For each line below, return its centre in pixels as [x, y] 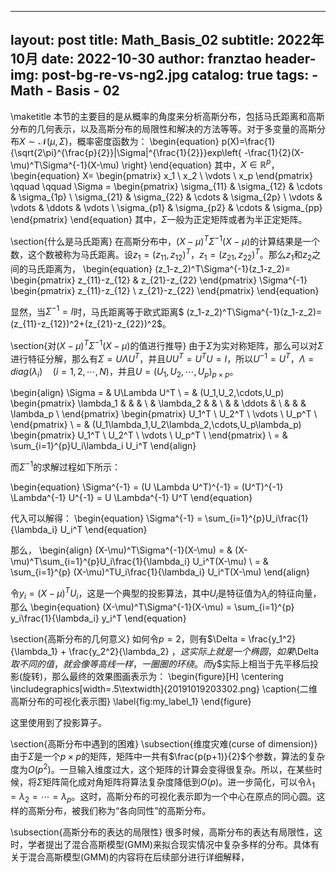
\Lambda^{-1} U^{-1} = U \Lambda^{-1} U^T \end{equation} [131, 497]
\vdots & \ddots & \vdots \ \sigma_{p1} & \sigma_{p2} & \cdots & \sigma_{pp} [166, 208]
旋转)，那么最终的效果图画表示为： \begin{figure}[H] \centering [153, 677]
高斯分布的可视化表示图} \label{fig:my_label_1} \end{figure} [131, 702]
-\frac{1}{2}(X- [274, 152]
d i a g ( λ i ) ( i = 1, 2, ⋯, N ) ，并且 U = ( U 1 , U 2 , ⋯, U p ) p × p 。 [124, 372]
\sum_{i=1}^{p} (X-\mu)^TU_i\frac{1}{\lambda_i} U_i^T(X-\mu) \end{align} [160, 572]
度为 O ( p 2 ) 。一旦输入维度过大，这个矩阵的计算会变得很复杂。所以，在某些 [162, 769]
